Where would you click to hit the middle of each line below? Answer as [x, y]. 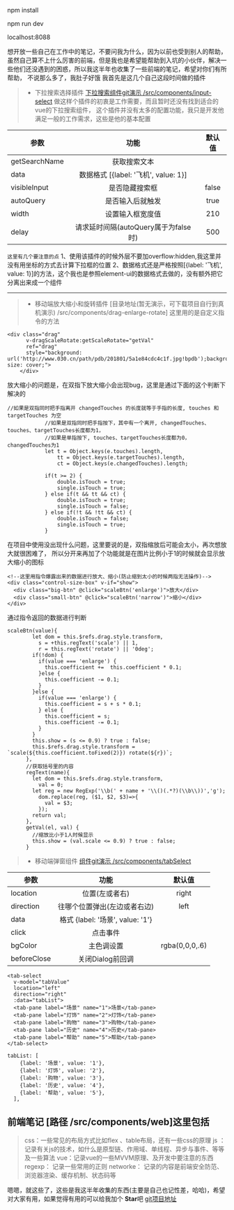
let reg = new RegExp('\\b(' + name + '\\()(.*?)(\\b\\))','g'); [129, 791]
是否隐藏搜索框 [133, 188]
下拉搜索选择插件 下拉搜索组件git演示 [88, 93]
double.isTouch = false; [93, 519]
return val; [50, 816]
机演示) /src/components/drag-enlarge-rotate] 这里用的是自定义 [126, 312]
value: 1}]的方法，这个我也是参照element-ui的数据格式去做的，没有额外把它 [115, 274]
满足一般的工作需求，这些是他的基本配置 [93, 119]
